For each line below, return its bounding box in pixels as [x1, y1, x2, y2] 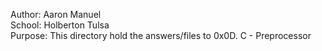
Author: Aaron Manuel [10, 9, 102, 20]
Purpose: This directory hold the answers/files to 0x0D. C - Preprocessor [10, 30, 312, 41]
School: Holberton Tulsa [10, 19, 110, 31]
